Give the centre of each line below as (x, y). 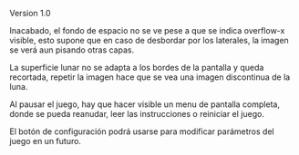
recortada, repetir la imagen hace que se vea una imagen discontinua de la (150, 77)
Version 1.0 (30, 13)
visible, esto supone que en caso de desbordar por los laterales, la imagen (149, 40)
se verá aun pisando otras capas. (72, 50)
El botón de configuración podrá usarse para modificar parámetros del (142, 131)
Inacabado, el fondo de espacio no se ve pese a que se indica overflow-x (147, 30)
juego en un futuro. (46, 141)
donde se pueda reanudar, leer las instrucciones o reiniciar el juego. (137, 114)
